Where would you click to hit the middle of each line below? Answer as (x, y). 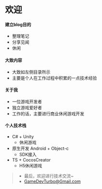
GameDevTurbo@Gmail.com (52, 181)
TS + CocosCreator (31, 160)
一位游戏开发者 (27, 102)
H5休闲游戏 (31, 166)
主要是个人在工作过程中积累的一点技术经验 (54, 78)
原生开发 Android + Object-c (40, 148)
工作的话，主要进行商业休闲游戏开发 (48, 114)
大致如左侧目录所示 (31, 72)
